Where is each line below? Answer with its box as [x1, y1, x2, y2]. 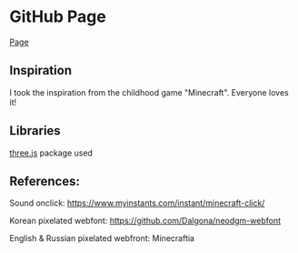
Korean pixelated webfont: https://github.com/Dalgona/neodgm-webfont [9, 216, 282, 227]
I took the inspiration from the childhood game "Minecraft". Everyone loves [9, 86, 289, 97]
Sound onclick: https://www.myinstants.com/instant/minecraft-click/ [9, 197, 265, 208]
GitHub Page [9, 6, 106, 27]
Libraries [9, 123, 61, 138]
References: [9, 173, 80, 188]
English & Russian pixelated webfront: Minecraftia [9, 233, 195, 244]
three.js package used [9, 147, 94, 158]
